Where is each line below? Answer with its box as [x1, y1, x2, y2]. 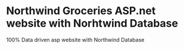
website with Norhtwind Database [6, 17, 179, 30]
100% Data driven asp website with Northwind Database [6, 36, 145, 43]
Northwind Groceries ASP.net [6, 4, 156, 18]
